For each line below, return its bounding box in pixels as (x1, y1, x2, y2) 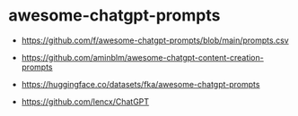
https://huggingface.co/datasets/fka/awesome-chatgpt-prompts (21, 79, 260, 89)
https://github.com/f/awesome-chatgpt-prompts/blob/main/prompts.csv (21, 35, 289, 46)
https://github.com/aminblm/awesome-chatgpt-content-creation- (21, 52, 264, 62)
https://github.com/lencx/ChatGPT (21, 95, 150, 107)
